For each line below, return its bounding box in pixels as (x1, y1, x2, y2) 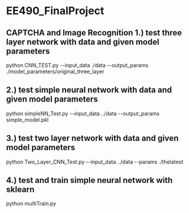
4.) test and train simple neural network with (6, 175, 173, 185)
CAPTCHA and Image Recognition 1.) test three (6, 28, 182, 38)
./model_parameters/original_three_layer (6, 68, 105, 75)
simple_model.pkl (6, 116, 49, 123)
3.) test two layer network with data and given (6, 133, 179, 143)
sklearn (6, 185, 35, 195)
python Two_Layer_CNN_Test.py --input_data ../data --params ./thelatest (6, 158, 184, 165)
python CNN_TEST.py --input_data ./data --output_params (6, 62, 149, 68)
